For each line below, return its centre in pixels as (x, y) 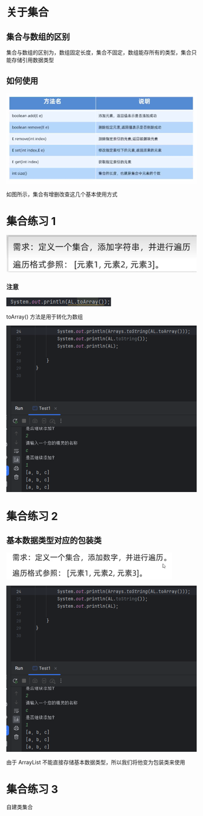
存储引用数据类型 (33, 60)
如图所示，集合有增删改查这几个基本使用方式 (62, 194)
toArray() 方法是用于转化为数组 (45, 317)
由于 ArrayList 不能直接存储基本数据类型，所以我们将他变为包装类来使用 (96, 763)
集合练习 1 (31, 221)
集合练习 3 (32, 789)
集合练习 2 (32, 516)
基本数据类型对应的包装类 (54, 541)
